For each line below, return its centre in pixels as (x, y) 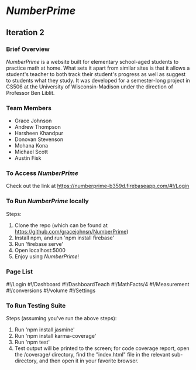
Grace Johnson (33, 121)
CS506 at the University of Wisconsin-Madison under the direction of (90, 87)
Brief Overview (28, 49)
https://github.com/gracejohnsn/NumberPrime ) (71, 231)
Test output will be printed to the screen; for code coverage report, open (102, 348)
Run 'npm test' (32, 342)
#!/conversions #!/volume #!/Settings (51, 290)
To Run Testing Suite (36, 306)
